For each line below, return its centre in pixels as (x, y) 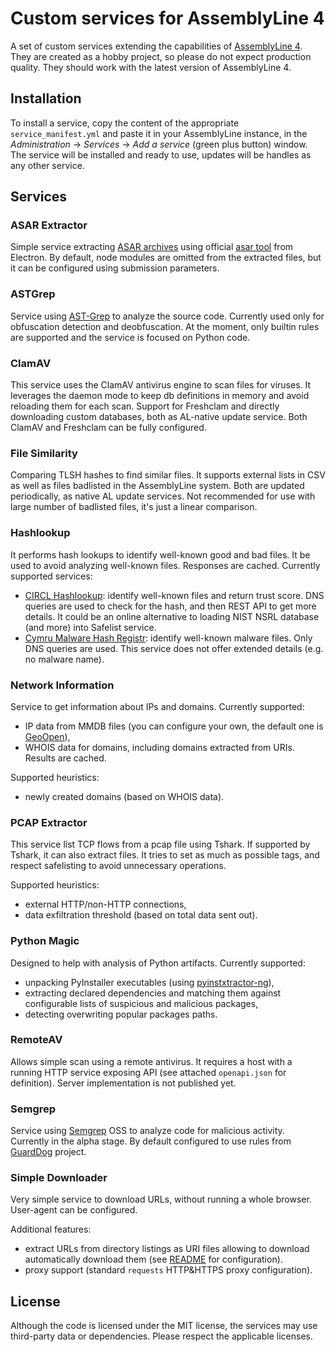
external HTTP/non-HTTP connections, (105, 904)
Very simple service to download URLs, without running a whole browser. (161, 1199)
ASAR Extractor (49, 225)
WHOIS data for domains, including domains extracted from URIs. (159, 747)
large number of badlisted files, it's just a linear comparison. (134, 507)
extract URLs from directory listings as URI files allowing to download (167, 1249)
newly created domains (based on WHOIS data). (124, 796)
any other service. (47, 165)
